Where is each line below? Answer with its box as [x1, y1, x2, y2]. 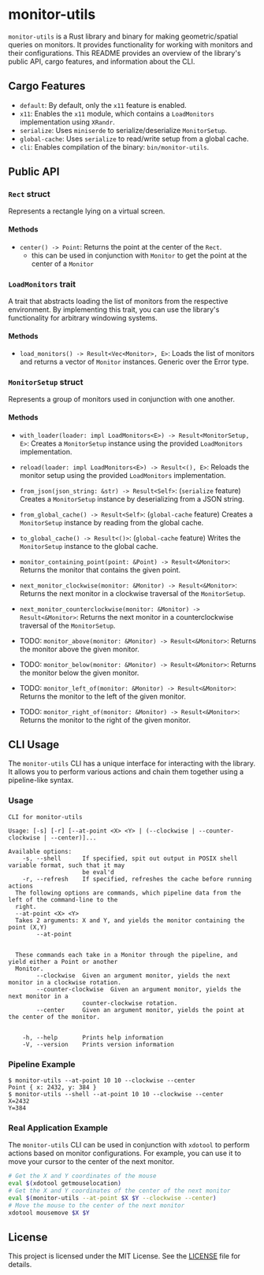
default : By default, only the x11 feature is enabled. [19, 100, 187, 109]
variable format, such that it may [8, 861, 125, 869]
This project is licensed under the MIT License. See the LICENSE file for [8, 1251, 241, 1261]
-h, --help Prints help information [22, 1033, 164, 1041]
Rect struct [8, 189, 50, 200]
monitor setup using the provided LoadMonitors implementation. [19, 470, 226, 480]
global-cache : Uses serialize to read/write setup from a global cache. [19, 134, 250, 143]
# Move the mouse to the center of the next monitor [8, 1201, 185, 1210]
